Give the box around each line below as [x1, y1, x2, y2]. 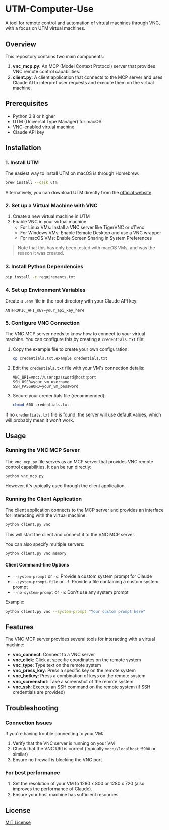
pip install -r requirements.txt [5, 274, 76, 279]
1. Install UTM [5, 159, 39, 166]
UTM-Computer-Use [5, 3, 94, 15]
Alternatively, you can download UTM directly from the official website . [5, 190, 153, 196]
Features [5, 623, 34, 631]
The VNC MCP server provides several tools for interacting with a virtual [5, 636, 155, 643]
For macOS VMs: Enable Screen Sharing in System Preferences [20, 235, 152, 241]
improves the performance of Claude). [12, 786, 92, 792]
